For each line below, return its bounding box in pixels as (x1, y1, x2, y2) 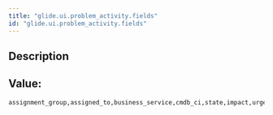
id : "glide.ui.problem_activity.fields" (8, 19, 148, 28)
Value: (8, 77, 42, 91)
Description (8, 49, 69, 63)
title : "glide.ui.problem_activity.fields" (8, 11, 158, 20)
